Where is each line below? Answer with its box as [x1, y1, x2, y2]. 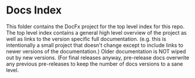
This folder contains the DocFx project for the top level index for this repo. [6, 23, 184, 30]
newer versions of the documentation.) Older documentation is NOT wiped [6, 48, 186, 55]
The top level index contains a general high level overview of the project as [6, 29, 187, 36]
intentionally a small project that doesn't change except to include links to [6, 42, 183, 49]
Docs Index [6, 4, 62, 17]
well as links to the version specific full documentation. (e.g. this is [6, 35, 166, 42]
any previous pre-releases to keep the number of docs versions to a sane [6, 60, 183, 67]
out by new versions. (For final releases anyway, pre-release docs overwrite [6, 54, 189, 61]
